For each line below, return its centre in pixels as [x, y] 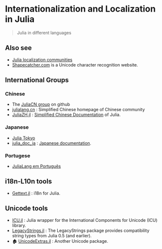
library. [19, 225]
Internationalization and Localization [81, 9]
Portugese [18, 155]
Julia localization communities [42, 60]
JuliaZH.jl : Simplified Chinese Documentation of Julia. [66, 115]
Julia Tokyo [24, 138]
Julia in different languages [44, 33]
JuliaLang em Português [36, 166]
